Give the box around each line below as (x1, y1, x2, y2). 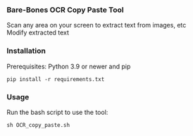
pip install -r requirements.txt (6, 75, 105, 82)
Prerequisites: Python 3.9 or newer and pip (6, 62, 131, 70)
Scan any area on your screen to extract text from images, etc (6, 21, 187, 30)
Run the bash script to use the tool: (6, 108, 108, 116)
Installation (6, 46, 46, 56)
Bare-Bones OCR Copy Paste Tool (6, 5, 124, 15)
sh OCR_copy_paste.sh (6, 121, 70, 128)
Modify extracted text (6, 28, 70, 37)
